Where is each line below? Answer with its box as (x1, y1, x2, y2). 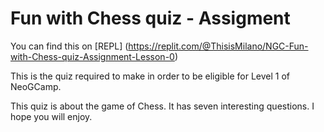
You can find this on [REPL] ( (10, 40, 129, 52)
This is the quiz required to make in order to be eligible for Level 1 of (10, 70, 291, 82)
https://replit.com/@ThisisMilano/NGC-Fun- (128, 40, 309, 52)
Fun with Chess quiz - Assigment (10, 7, 291, 30)
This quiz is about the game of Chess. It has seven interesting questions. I (10, 100, 315, 112)
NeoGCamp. (10, 80, 62, 92)
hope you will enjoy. (10, 110, 93, 122)
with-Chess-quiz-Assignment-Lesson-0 (10, 50, 175, 62)
